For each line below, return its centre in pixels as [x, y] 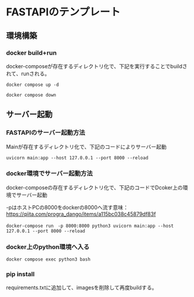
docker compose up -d [33, 85]
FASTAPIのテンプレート [63, 12]
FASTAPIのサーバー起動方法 [46, 133]
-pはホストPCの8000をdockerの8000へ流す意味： [67, 207]
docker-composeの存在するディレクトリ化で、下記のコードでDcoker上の [95, 187]
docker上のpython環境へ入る [48, 246]
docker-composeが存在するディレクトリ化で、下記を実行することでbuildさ [97, 66]
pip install [21, 274]
